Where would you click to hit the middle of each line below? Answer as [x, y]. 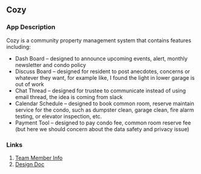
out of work [29, 84]
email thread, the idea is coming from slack [69, 97]
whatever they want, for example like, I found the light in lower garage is [105, 77]
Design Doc [30, 164]
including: [19, 47]
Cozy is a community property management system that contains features [99, 40]
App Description [31, 27]
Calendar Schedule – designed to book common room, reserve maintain [105, 103]
